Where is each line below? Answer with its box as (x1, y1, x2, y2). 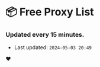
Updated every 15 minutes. (5, 31, 85, 39)
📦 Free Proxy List (5, 5, 94, 19)
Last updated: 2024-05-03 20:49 (14, 44, 92, 51)
